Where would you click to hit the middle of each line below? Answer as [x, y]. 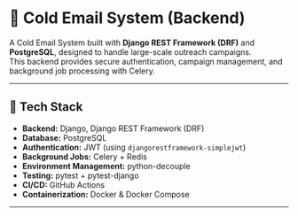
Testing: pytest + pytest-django [80, 175]
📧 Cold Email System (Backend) [127, 18]
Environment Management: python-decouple [106, 166]
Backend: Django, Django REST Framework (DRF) [113, 128]
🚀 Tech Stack [46, 107]
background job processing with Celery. [82, 71]
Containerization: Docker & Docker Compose [106, 194]
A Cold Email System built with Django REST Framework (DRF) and [132, 43]
